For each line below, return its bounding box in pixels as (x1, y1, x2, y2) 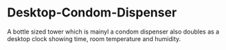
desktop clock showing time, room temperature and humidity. (7, 34, 181, 42)
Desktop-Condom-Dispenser (7, 5, 177, 21)
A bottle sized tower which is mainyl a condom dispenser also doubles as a (7, 27, 220, 36)
